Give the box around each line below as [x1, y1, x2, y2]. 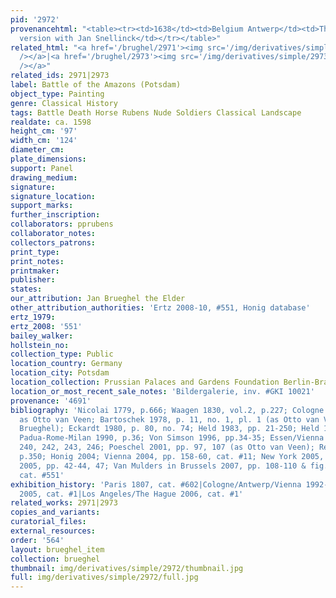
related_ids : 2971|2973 [10, 71, 110, 81]
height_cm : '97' [10, 126, 78, 136]
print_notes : [10, 256, 65, 266]
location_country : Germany [10, 359, 123, 369]
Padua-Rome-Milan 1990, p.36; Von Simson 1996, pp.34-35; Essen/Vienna [19, 433, 325, 443]
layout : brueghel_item [10, 544, 105, 555]
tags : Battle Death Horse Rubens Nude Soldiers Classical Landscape [10, 107, 302, 118]
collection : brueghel [10, 554, 101, 564]
